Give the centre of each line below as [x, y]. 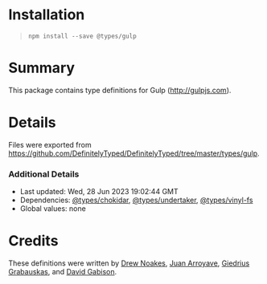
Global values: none [53, 209]
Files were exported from [50, 144]
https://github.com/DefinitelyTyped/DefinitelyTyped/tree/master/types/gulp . [134, 153]
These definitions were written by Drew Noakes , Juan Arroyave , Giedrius [129, 263]
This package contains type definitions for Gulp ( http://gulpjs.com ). [120, 90]
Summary [41, 68]
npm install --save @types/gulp [82, 36]
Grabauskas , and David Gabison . [63, 272]
